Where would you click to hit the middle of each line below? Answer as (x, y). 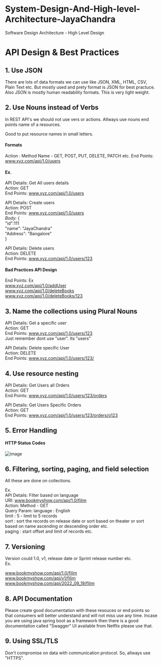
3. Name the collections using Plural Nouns (71, 311)
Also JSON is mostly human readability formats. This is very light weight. (77, 92)
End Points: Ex (19, 280)
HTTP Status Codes (25, 443)
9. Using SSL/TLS (32, 641)
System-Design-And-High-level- (73, 9)
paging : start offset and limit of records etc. (49, 531)
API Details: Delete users (30, 248)
